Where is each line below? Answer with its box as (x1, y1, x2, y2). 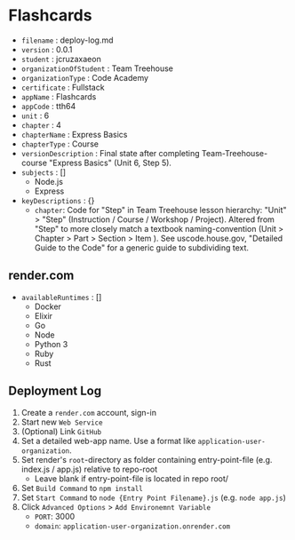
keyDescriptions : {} (20, 195, 95, 205)
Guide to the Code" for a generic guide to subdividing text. (34, 242, 250, 253)
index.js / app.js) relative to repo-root (20, 464, 158, 474)
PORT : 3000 (34, 511, 76, 521)
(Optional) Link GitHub (20, 425, 102, 436)
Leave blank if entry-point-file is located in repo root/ (34, 472, 228, 484)
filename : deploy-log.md (20, 35, 114, 45)
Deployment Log (8, 384, 102, 399)
